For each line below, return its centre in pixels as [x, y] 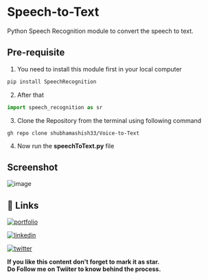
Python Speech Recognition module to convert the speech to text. [100, 31]
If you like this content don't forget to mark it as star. [83, 262]
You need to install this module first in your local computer [99, 69]
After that [31, 95]
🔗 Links [23, 206]
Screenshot [33, 167]
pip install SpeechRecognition [52, 82]
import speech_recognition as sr [55, 107]
